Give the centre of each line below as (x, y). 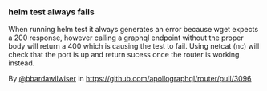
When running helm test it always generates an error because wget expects (133, 30)
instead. (22, 63)
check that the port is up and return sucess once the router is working (124, 55)
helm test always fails (51, 12)
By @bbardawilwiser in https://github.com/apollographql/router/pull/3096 (130, 79)
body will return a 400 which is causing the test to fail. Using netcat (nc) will (134, 46)
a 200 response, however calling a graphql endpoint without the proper (126, 38)
